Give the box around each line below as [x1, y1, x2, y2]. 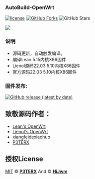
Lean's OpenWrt [12, 123, 46, 129]
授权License [5, 155, 43, 163]
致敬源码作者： [5, 110, 51, 118]
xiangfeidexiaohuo [12, 134, 51, 140]
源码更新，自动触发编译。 [12, 50, 65, 56]
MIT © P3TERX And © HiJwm [5, 168, 68, 174]
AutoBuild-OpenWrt [5, 4, 55, 11]
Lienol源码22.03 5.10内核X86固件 [12, 63, 81, 69]
